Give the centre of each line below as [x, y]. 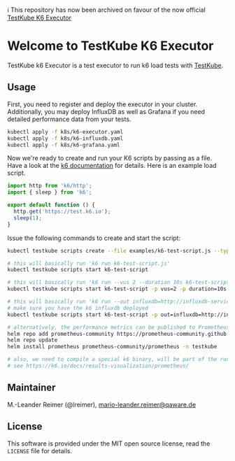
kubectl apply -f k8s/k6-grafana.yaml [64, 145]
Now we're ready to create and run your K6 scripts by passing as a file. [109, 158]
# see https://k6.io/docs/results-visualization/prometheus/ [98, 366]
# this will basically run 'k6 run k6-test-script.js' [89, 263]
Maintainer [31, 388]
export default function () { [51, 205]
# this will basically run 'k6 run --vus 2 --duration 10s [95, 283]
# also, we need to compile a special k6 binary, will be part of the [112, 360]
